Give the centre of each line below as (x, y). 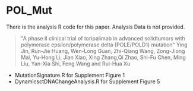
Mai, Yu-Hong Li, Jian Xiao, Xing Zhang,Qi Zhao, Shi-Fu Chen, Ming (103, 57)
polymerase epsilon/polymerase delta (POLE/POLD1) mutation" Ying (104, 45)
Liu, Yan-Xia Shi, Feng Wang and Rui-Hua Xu (75, 64)
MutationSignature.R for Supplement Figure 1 (69, 75)
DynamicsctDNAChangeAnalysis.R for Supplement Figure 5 (87, 81)
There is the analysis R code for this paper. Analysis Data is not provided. (96, 27)
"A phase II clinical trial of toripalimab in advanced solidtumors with (103, 38)
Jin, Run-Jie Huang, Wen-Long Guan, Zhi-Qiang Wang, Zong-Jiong (103, 51)
